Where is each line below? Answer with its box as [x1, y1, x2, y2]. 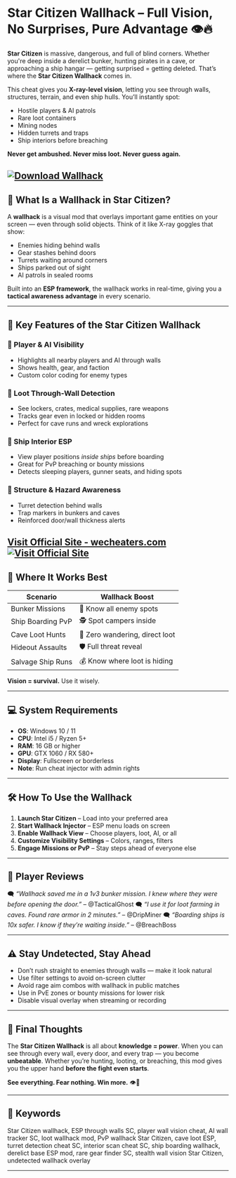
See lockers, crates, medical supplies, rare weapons [17, 404, 169, 413]
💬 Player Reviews [7, 871, 84, 882]
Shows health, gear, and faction [17, 363, 110, 371]
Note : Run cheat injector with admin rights [17, 764, 140, 772]
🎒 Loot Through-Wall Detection [7, 388, 115, 398]
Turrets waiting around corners [17, 256, 107, 265]
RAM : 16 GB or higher [17, 741, 81, 750]
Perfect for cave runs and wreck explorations [17, 419, 149, 428]
